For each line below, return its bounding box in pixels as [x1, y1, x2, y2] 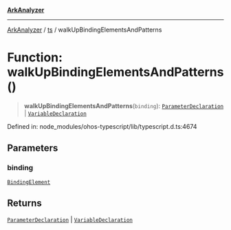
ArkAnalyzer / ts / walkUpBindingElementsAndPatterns [7, 25, 162, 34]
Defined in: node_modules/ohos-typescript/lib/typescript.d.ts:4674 [7, 122, 197, 130]
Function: [7, 50, 63, 65]
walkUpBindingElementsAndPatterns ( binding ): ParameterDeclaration [23, 101, 224, 109]
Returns [7, 198, 43, 209]
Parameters [7, 143, 58, 154]
